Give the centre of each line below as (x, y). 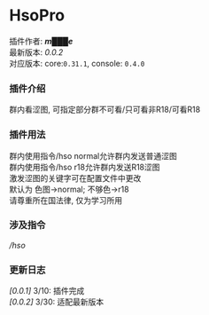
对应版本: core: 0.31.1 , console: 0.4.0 (77, 63)
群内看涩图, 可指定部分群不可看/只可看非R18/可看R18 (105, 110)
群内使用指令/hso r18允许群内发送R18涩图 (85, 167)
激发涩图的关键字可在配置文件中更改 (75, 177)
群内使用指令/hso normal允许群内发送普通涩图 (93, 155)
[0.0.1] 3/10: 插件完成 (47, 291)
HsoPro (37, 16)
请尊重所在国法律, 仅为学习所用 (66, 200)
